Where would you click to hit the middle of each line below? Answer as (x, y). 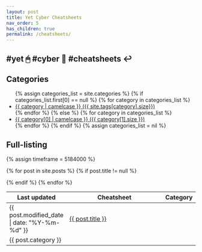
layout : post (23, 12)
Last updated (36, 198)
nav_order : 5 (23, 23)
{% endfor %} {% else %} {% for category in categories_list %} (93, 113)
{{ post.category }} (35, 240)
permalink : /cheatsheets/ (38, 34)
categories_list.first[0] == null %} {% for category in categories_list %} (103, 100)
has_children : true (31, 29)
